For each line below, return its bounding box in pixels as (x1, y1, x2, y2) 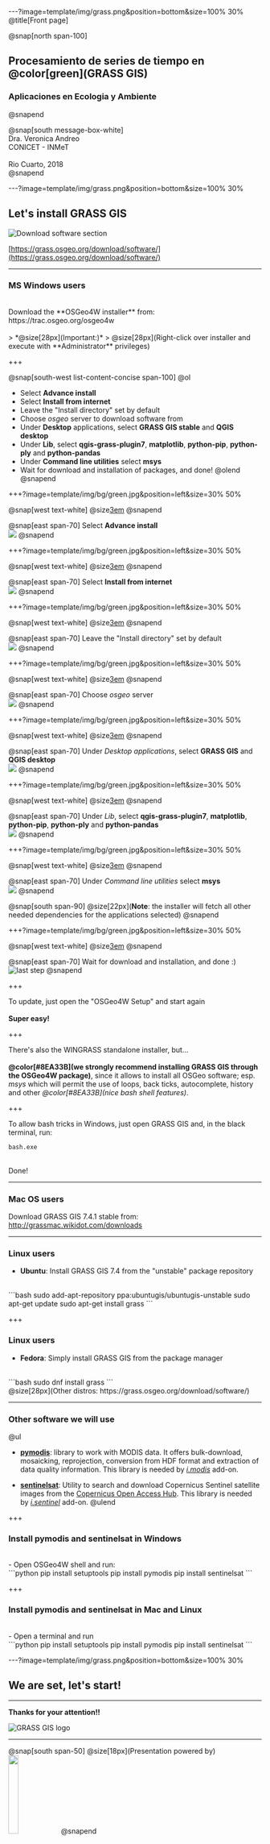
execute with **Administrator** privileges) (8, 341, 150, 351)
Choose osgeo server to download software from (19, 413, 183, 423)
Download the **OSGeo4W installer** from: (8, 306, 155, 317)
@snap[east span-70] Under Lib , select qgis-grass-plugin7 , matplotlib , (8, 811, 247, 820)
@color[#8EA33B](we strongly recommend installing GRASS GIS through (8, 1061, 259, 1071)
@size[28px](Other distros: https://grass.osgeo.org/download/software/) (8, 1385, 250, 1395)
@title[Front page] (8, 15, 69, 25)
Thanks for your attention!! (8, 1708, 100, 1717)
